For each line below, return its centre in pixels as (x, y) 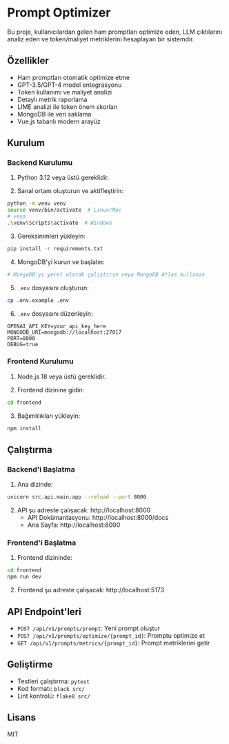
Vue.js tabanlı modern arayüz (59, 121)
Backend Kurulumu (40, 163)
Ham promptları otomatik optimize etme (73, 77)
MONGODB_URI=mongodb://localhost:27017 (64, 332)
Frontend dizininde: (44, 558)
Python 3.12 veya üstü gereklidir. (63, 178)
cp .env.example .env (38, 300)
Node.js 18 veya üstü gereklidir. (61, 376)
